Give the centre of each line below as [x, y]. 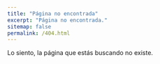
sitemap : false [29, 26]
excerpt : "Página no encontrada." [58, 20]
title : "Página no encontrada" [53, 14]
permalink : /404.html [39, 33]
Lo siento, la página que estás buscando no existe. [80, 53]
